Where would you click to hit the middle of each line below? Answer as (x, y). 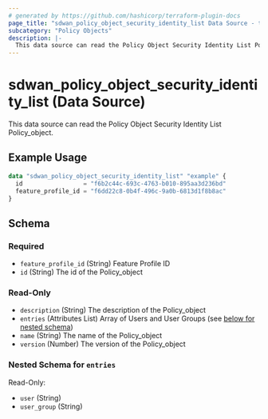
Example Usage (48, 158)
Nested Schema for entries (62, 365)
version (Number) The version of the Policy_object (102, 344)
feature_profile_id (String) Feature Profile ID (95, 264)
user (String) (40, 397)
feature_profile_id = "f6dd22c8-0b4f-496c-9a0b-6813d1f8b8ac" (121, 191)
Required (26, 246)
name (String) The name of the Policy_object (91, 336)
